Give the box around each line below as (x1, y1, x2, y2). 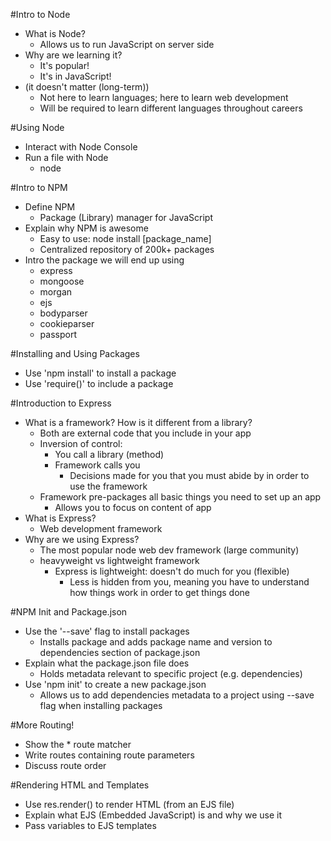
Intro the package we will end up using (24, 254, 185, 266)
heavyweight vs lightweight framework (39, 555, 200, 566)
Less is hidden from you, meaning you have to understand (69, 576, 310, 588)
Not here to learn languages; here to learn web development (39, 92, 289, 103)
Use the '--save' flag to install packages (24, 625, 190, 637)
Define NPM (24, 201, 76, 213)
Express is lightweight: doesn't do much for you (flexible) (54, 565, 290, 577)
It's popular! (39, 60, 90, 71)
